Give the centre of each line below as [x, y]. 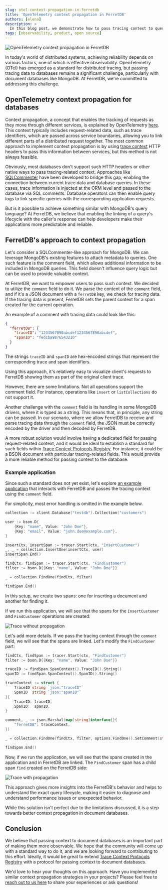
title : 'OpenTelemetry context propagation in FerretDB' [66, 15]
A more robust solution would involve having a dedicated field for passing [81, 438]
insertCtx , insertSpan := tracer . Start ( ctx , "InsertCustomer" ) [72, 545]
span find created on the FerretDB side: [46, 768]
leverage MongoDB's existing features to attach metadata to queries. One [81, 258]
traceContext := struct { [32, 683]
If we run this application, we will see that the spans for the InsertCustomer [82, 611]
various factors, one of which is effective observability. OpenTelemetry [78, 62]
